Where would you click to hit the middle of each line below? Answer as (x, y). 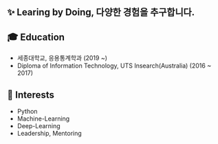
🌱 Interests (31, 95)
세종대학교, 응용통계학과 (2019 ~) (62, 58)
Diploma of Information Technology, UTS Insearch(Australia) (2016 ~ (114, 66)
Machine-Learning (43, 119)
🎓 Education (36, 37)
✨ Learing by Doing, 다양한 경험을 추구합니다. (101, 12)
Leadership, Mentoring (50, 134)
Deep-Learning (39, 126)
